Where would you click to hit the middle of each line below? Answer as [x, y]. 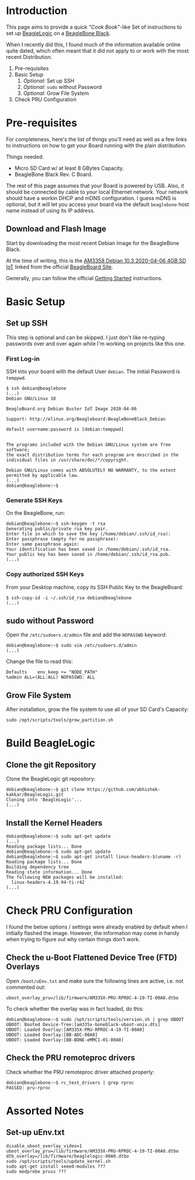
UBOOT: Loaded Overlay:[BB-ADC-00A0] [52, 1035]
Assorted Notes [45, 1111]
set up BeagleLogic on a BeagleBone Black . [58, 33]
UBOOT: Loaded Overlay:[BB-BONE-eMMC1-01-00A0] [65, 1040]
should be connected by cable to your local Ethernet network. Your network [97, 192]
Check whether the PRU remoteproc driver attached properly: [80, 1072]
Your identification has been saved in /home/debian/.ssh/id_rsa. [88, 549]
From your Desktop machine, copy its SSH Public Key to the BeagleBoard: [95, 587]
